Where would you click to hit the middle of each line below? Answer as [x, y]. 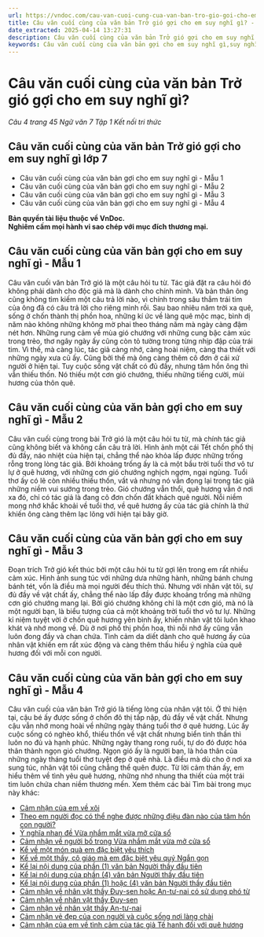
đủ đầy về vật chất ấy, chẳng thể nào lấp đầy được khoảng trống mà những [130, 595]
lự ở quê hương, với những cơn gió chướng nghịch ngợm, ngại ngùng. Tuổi [128, 472]
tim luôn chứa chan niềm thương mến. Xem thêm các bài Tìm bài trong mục [130, 785]
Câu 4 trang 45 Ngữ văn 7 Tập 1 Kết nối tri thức [85, 122]
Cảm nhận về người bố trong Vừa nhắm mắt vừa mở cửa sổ [115, 841]
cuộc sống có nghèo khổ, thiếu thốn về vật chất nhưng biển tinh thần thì [125, 734]
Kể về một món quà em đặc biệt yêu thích [87, 850]
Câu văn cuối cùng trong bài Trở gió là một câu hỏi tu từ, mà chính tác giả [127, 439]
